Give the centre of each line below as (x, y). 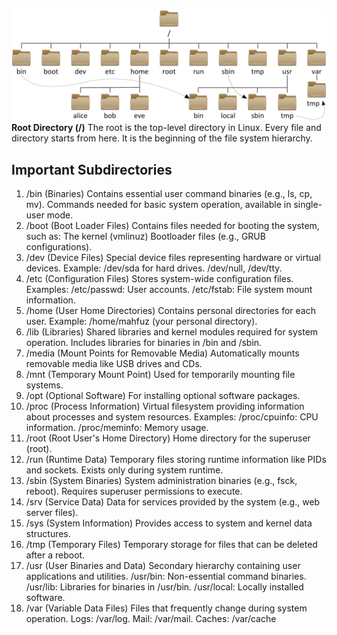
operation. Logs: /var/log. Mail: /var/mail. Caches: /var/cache (151, 618)
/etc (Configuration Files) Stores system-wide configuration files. (159, 278)
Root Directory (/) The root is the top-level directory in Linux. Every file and (166, 128)
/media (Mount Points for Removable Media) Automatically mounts (162, 353)
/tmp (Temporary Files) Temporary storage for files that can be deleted (171, 544)
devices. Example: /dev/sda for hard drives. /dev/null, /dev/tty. (154, 268)
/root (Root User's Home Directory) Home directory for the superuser (168, 438)
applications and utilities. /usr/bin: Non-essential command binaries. (166, 576)
